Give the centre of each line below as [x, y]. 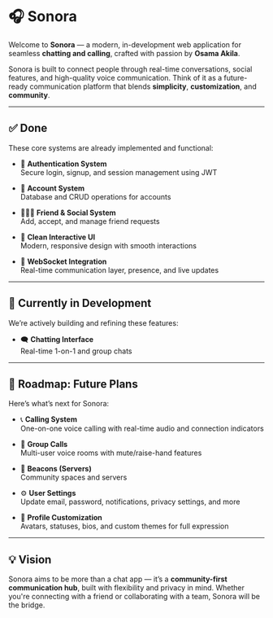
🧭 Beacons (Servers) [56, 469]
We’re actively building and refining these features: [93, 322]
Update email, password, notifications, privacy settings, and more [130, 502]
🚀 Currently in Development [80, 303]
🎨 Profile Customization [61, 518]
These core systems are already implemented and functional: [111, 147]
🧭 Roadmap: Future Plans [73, 384]
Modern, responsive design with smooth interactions [108, 245]
